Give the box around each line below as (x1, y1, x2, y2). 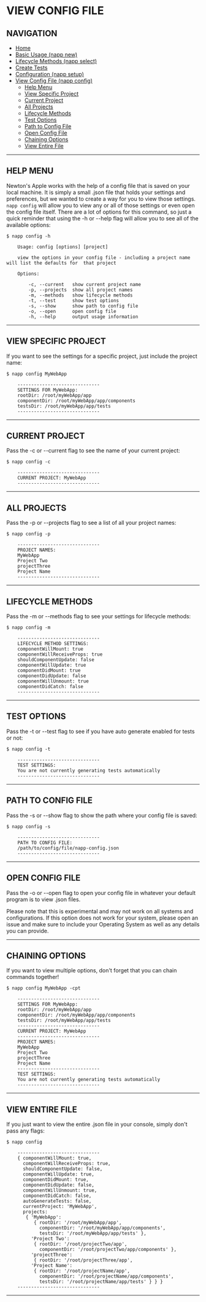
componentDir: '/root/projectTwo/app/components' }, (39, 1247, 177, 1253)
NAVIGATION (6, 28, 58, 39)
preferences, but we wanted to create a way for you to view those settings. (6, 195, 196, 203)
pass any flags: (6, 1127, 45, 1134)
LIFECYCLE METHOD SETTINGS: (17, 641, 89, 647)
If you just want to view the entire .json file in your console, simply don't (6, 1121, 188, 1128)
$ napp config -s (6, 823, 51, 829)
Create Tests (15, 64, 48, 71)
